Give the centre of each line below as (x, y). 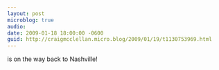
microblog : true (30, 20)
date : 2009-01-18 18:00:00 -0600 (55, 33)
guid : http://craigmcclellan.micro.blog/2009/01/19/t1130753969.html (110, 40)
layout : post (26, 14)
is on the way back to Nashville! (53, 59)
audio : (17, 26)
